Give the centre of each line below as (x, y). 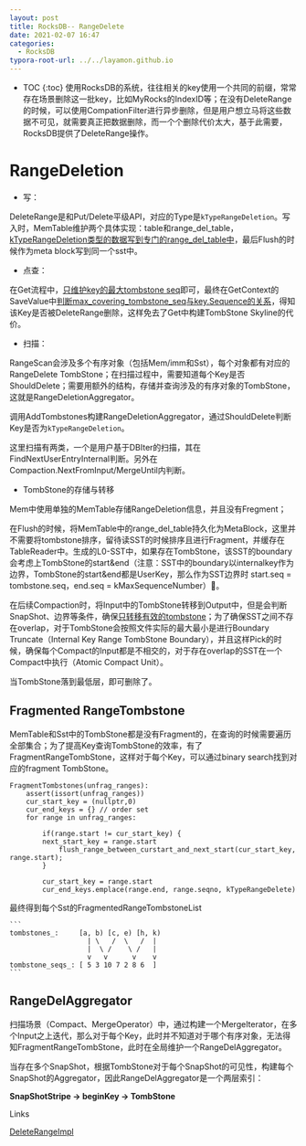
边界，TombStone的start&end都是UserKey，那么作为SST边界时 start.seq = (151, 574)
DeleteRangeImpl (42, 1131)
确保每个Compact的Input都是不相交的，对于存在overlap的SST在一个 (154, 651)
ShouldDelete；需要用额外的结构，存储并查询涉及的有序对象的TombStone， (152, 386)
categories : (32, 43)
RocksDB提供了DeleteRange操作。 (88, 133)
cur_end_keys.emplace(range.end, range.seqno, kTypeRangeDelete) (169, 889)
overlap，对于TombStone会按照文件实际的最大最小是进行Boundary (143, 628)
